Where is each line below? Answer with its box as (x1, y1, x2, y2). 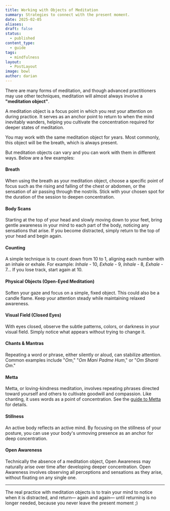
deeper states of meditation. (5, 124, 64, 130)
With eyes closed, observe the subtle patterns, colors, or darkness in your (5, 323, 159, 329)
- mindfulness (10, 54, 39, 60)
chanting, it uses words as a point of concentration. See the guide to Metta (5, 396, 161, 402)
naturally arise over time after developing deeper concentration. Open (5, 463, 151, 470)
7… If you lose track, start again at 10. (5, 267, 83, 273)
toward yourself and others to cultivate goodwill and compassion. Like (5, 391, 152, 397)
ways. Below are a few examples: (5, 154, 75, 161)
